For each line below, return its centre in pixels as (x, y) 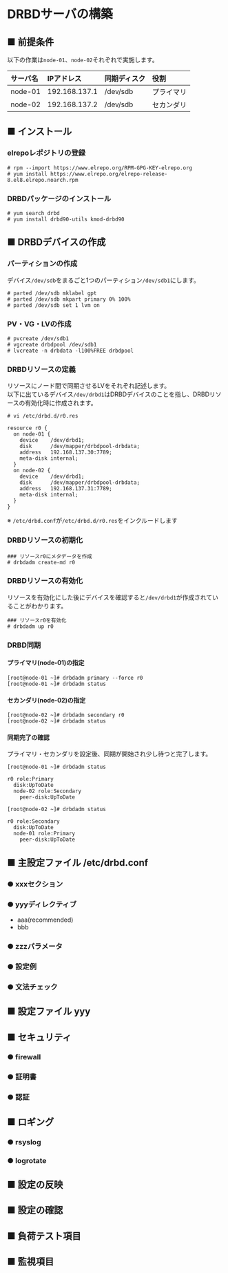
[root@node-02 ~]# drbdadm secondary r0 (66, 715)
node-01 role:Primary (44, 834)
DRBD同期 (24, 645)
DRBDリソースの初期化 (45, 540)
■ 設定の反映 (35, 1184)
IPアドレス (64, 78)
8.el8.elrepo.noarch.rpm (43, 180)
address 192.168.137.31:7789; (66, 489)
